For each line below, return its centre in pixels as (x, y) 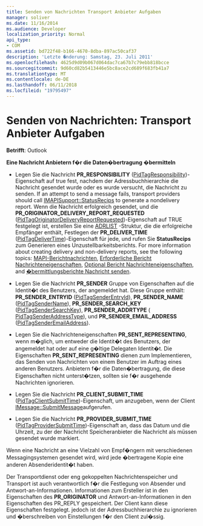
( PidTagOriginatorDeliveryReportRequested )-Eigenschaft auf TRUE (99, 219)
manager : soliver (28, 18)
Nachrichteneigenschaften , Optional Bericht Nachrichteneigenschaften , (104, 265)
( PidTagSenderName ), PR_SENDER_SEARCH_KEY (78, 303)
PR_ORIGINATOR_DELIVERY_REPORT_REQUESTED (80, 213)
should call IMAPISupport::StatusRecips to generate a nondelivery (97, 200)
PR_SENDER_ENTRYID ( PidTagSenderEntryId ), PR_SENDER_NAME (99, 297)
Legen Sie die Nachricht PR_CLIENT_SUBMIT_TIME (79, 394)
